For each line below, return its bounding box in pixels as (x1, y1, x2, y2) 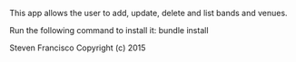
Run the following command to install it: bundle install (9, 25, 209, 35)
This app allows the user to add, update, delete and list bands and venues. (9, 8, 288, 18)
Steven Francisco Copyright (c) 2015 (9, 42, 146, 53)
